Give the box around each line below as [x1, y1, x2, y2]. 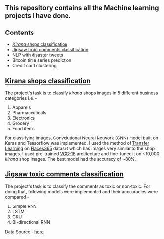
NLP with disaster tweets [12, 52, 63, 58]
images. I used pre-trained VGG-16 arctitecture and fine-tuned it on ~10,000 [5, 151, 160, 157]
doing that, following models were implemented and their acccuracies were [5, 188, 158, 194]
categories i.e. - [5, 95, 37, 101]
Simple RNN [12, 203, 37, 209]
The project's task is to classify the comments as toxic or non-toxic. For [5, 183, 151, 189]
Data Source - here [5, 229, 44, 235]
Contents [5, 28, 34, 36]
